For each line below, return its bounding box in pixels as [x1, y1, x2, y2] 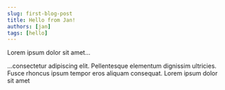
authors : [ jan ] [7, 23, 51, 30]
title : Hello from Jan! [7, 17, 76, 24]
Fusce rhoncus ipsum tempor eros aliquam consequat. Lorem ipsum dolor [7, 69, 218, 78]
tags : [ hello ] [7, 29, 48, 37]
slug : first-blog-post [7, 10, 73, 17]
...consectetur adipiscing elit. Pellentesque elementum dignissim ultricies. [7, 62, 217, 70]
